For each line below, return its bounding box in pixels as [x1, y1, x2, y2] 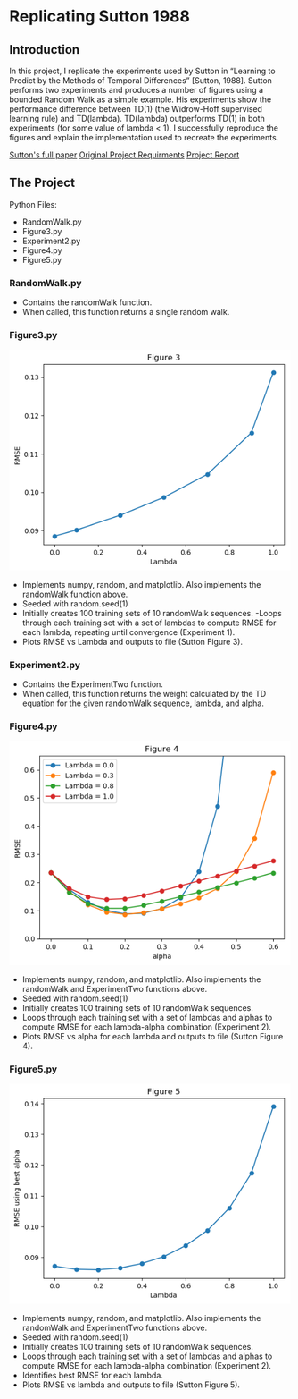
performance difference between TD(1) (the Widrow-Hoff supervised [9, 104, 263, 114]
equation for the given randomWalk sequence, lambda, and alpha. [21, 698, 265, 708]
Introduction [9, 42, 80, 57]
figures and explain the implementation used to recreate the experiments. [9, 132, 279, 142]
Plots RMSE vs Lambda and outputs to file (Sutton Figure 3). [21, 636, 244, 647]
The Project [9, 175, 76, 191]
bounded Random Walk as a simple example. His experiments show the [9, 94, 272, 105]
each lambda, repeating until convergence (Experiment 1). [21, 626, 236, 637]
